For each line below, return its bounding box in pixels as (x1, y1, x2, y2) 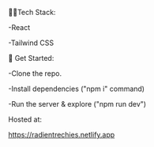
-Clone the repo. (8, 69, 62, 78)
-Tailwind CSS (8, 38, 54, 47)
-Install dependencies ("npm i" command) (8, 84, 145, 93)
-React (8, 23, 30, 32)
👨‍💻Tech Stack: (8, 8, 56, 17)
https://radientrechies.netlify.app (8, 130, 115, 139)
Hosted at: (8, 115, 42, 124)
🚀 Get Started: (8, 54, 54, 62)
